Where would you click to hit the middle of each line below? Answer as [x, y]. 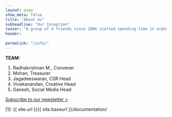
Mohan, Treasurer [31, 73]
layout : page [19, 10]
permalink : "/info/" [27, 43]
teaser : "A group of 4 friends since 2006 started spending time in [80, 29]
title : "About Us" [25, 19]
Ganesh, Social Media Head [42, 89]
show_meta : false [24, 15]
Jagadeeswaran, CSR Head [42, 78]
